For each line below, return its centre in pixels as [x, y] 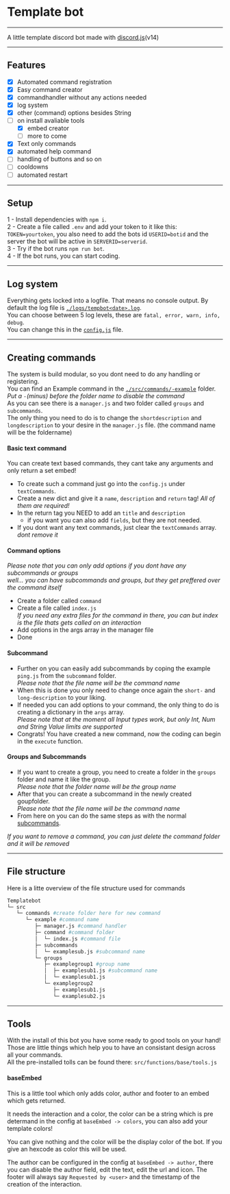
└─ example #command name [62, 920]
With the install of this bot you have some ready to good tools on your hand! [114, 1040]
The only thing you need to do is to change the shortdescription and [104, 418]
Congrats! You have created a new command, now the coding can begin [119, 733]
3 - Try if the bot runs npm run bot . [56, 249]
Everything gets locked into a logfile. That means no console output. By [108, 301]
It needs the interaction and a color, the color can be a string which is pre [110, 1114]
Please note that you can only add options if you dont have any [97, 565]
